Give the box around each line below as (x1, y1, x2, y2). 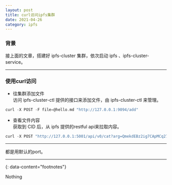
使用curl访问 (5, 78, 37, 85)
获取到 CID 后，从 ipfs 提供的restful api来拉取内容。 (12, 123, 122, 129)
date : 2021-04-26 (5, 17, 42, 22)
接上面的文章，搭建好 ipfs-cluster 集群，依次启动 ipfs (5, 52, 118, 59)
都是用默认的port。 (5, 149, 46, 155)
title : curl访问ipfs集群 (5, 12, 55, 17)
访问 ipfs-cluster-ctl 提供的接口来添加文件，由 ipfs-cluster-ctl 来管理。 (12, 97, 161, 103)
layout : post (5, 7, 33, 13)
